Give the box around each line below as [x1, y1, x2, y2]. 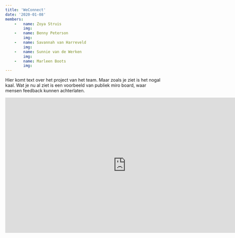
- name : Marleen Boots [14, 59, 66, 64]
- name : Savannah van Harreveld [14, 40, 86, 45]
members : [5, 17, 24, 22]
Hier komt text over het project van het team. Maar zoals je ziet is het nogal [5, 77, 161, 83]
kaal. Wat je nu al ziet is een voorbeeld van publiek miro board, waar [5, 82, 147, 88]
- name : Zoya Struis [14, 21, 62, 27]
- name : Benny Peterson [14, 31, 69, 36]
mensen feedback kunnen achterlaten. [5, 88, 85, 94]
